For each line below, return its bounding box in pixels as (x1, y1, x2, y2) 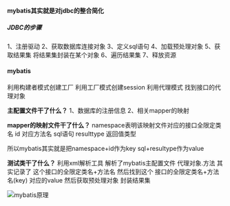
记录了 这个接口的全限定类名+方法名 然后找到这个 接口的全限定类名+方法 (12, 167, 220, 176)
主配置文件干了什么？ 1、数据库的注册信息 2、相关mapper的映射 (7, 106, 189, 114)
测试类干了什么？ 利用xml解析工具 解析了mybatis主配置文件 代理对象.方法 (7, 158, 216, 167)
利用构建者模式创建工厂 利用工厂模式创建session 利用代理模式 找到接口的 (7, 83, 216, 91)
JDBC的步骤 (7, 23, 42, 32)
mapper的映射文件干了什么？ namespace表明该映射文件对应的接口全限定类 (7, 121, 222, 129)
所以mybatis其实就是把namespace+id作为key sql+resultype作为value (7, 144, 205, 152)
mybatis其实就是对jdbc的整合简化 (7, 6, 105, 14)
